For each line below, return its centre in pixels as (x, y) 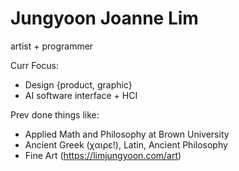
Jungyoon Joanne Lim (104, 18)
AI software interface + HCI (81, 95)
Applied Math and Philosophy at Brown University (127, 134)
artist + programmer (52, 46)
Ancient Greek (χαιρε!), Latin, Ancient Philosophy (126, 144)
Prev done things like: (55, 114)
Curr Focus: (35, 65)
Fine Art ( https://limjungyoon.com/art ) (103, 155)
